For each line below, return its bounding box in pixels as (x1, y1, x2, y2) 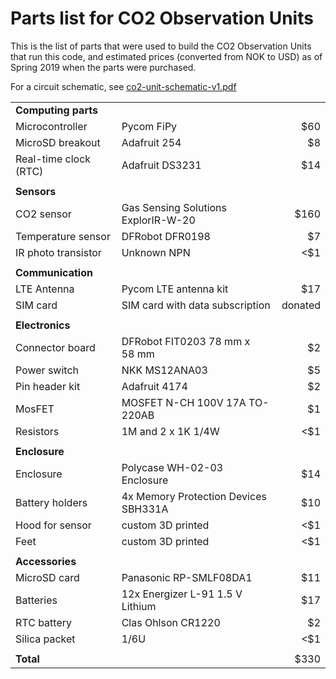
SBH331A (121, 502, 169, 516)
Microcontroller (15, 119, 88, 133)
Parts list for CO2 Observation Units (10, 7, 314, 30)
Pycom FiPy (121, 119, 178, 133)
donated (281, 298, 321, 312)
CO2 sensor (15, 207, 72, 221)
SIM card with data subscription (121, 298, 271, 312)
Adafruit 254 (121, 135, 182, 149)
